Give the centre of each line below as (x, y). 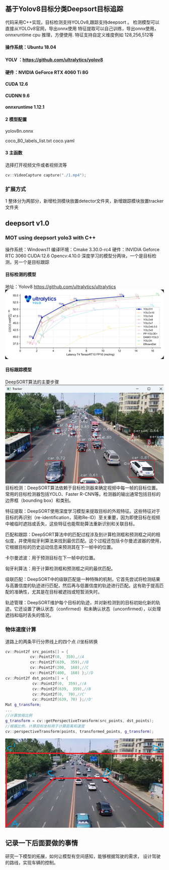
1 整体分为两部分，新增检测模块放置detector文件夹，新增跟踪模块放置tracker (84, 201)
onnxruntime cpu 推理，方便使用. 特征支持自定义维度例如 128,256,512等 (79, 35)
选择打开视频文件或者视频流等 (36, 165)
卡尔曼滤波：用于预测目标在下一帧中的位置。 (52, 558)
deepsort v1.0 (27, 223)
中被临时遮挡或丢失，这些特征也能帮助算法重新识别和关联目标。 (71, 524)
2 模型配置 (16, 119)
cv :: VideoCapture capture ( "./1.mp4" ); (46, 175)
